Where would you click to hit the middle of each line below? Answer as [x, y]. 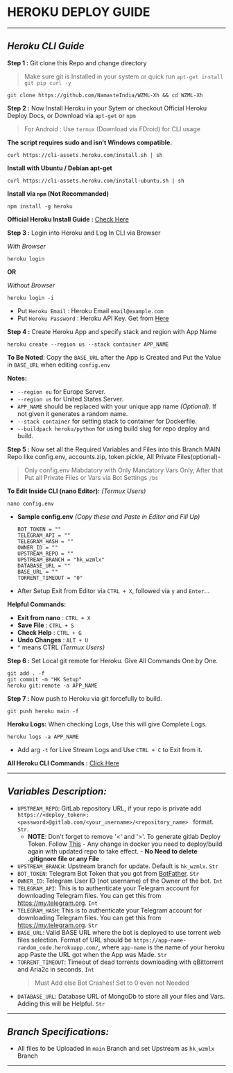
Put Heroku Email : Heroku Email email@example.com [90, 310]
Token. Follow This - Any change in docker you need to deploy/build [125, 844]
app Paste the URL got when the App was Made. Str [92, 954]
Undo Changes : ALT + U [53, 640]
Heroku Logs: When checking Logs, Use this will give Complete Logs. [107, 724]
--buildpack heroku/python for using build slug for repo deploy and [113, 429]
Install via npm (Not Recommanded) [58, 193]
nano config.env [31, 504]
